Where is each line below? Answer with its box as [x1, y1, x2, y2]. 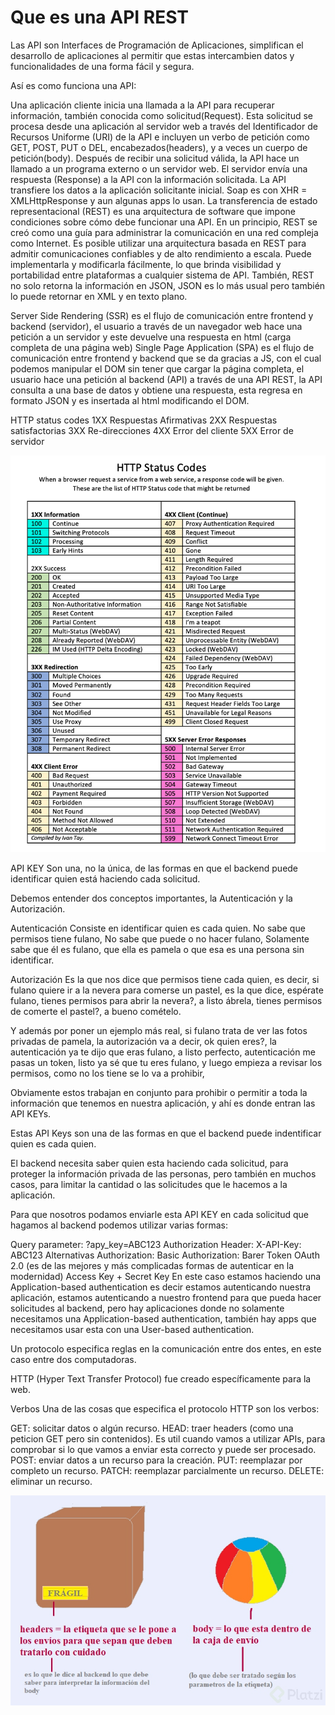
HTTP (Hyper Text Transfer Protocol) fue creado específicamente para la [10, 1372, 312, 1385]
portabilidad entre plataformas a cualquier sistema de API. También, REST [10, 269, 315, 281]
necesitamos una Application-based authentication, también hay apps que [10, 1312, 317, 1325]
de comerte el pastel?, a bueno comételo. [10, 1005, 182, 1017]
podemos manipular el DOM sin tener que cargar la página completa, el [10, 362, 305, 375]
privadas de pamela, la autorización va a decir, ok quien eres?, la [10, 1035, 277, 1047]
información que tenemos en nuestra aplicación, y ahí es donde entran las [10, 1097, 316, 1109]
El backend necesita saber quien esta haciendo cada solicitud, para [10, 1157, 289, 1169]
